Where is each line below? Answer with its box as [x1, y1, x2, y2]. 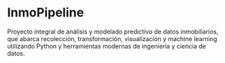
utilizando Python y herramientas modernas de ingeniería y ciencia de [7, 42, 206, 50]
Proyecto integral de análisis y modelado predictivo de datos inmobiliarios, [7, 27, 219, 36]
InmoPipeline [7, 5, 84, 21]
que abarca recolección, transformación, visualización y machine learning [7, 34, 217, 42]
